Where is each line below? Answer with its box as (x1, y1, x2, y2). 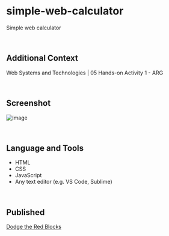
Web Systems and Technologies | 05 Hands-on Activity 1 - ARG (6, 69, 164, 76)
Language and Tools (6, 143, 84, 153)
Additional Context (6, 53, 78, 64)
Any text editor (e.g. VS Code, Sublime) (14, 178, 112, 186)
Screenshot (6, 98, 51, 109)
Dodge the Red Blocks (6, 223, 62, 231)
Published (6, 207, 45, 217)
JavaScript (14, 172, 42, 179)
